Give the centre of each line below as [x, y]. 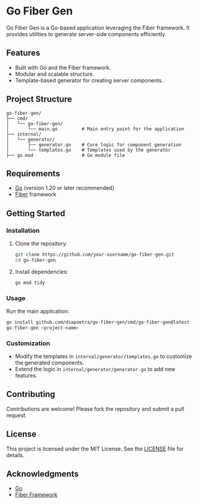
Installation [23, 230]
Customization [28, 343]
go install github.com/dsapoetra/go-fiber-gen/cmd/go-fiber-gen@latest [98, 322]
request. [17, 415]
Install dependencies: [42, 271]
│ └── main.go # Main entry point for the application [95, 129]
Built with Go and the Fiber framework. [63, 67]
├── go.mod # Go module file [66, 155]
